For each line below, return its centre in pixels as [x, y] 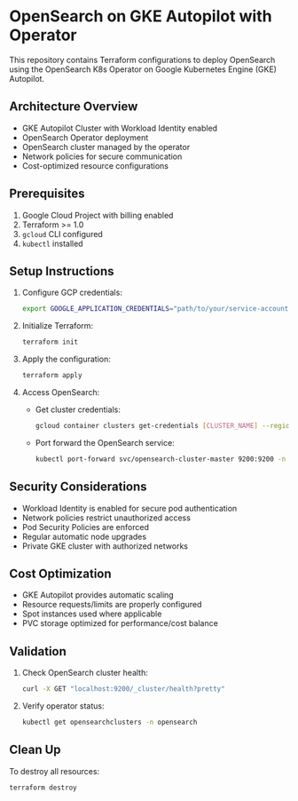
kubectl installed [52, 243]
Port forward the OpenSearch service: [105, 442]
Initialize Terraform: [58, 326]
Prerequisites [47, 194]
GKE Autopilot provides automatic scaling [98, 595]
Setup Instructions [62, 271]
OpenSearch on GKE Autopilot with [141, 16]
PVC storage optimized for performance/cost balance [120, 623]
